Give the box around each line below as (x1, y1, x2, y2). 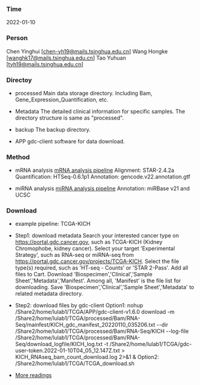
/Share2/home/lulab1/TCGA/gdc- (109, 341, 192, 348)
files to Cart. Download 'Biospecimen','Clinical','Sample (15, 271, 153, 278)
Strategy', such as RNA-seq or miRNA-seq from (15, 251, 135, 259)
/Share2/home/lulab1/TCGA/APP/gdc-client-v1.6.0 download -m (15, 308, 175, 316)
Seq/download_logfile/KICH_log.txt (15, 341, 103, 348)
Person (6, 34, 28, 43)
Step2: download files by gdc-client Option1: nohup (15, 302, 144, 309)
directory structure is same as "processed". (15, 114, 124, 121)
